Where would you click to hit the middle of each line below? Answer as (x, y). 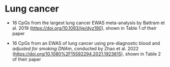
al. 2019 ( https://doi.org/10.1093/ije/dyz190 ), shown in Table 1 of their (84, 28)
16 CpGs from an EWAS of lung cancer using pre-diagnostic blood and (86, 43)
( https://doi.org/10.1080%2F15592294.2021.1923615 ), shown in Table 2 (87, 54)
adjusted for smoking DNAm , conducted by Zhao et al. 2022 (75, 48)
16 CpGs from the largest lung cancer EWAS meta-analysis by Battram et (88, 23)
